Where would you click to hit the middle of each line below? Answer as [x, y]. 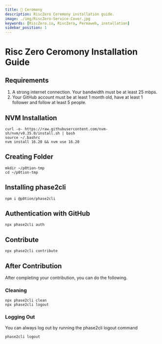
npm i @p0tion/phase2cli [30, 198]
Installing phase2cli [35, 187]
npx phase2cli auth [25, 225]
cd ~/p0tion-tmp [21, 172]
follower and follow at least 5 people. [49, 103]
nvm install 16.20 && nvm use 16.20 [42, 142]
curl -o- [14, 129]
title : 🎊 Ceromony [24, 10]
